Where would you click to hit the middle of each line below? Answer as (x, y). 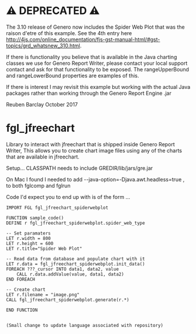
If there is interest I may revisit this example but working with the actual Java (98, 87)
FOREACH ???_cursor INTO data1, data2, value (62, 269)
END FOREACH (20, 279)
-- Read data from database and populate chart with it (75, 259)
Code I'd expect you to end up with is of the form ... (68, 197)
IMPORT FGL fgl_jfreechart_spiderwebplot (57, 208)
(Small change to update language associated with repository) (85, 325)
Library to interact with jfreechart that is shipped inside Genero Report (91, 144)
